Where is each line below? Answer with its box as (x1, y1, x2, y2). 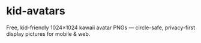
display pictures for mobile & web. (6, 30, 91, 37)
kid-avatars (6, 4, 65, 18)
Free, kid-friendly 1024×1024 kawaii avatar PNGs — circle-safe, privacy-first (6, 24, 196, 31)
